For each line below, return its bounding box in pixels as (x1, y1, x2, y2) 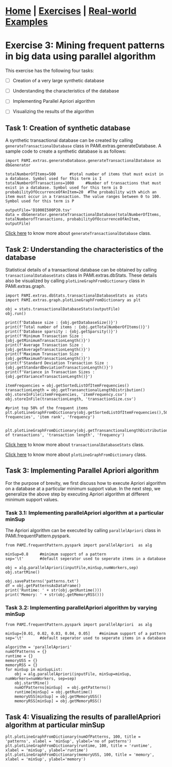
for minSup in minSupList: (5, 667, 63, 672)
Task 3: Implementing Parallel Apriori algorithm (5, 466, 159, 475)
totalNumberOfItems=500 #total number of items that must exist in (5, 172, 164, 177)
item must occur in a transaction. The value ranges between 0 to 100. (5, 194, 161, 199)
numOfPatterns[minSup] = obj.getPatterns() (14, 685, 111, 690)
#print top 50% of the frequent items (5, 406, 88, 411)
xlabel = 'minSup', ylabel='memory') (5, 757, 86, 762)
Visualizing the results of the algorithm (12, 108, 94, 115)
